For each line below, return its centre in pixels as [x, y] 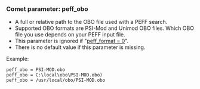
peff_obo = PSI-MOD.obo [36, 70]
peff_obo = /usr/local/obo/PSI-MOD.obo [56, 80]
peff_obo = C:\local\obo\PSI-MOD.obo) [54, 75]
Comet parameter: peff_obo [47, 9]
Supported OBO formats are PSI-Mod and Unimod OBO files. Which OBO [104, 28]
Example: [18, 59]
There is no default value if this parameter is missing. [80, 47]
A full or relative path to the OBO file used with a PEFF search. [91, 22]
